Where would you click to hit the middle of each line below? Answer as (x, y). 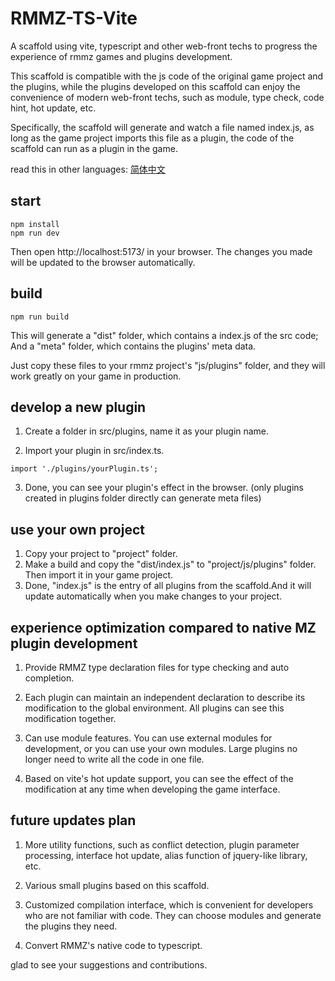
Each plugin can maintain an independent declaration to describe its (165, 697)
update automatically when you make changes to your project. (153, 596)
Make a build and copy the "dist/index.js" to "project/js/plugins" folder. (170, 564)
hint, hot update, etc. (53, 108)
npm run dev (35, 233)
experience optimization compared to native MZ (163, 627)
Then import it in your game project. (99, 575)
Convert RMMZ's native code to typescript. (113, 945)
